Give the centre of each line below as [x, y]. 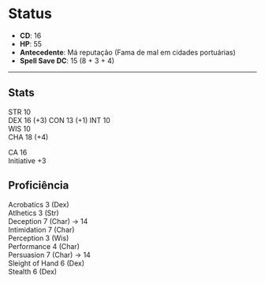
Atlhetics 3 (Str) [34, 213]
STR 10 [20, 112]
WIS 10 [20, 128]
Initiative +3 [27, 160]
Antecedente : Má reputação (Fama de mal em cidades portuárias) [128, 52]
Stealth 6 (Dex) [33, 271]
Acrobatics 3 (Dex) [39, 204]
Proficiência [39, 186]
